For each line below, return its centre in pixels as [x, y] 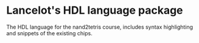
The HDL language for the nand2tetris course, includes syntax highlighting [100, 27]
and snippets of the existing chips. [49, 33]
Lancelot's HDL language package [95, 10]
